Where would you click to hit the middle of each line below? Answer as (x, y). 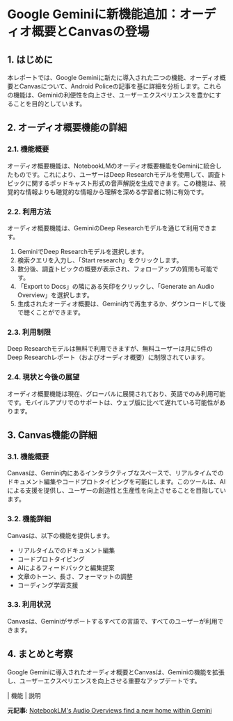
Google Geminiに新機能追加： (93, 14)
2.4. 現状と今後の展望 (43, 377)
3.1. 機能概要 (28, 457)
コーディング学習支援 (48, 585)
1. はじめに (30, 60)
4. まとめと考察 (40, 654)
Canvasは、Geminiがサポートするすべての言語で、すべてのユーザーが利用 (112, 621)
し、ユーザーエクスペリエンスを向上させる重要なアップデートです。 (104, 681)
